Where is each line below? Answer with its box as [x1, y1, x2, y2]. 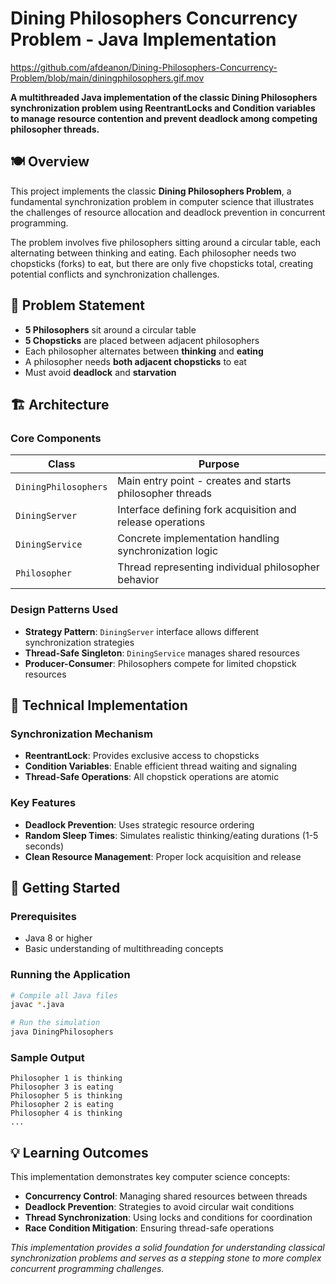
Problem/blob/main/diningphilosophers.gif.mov [10, 72, 205, 84]
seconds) [24, 840, 65, 852]
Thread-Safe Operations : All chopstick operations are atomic [24, 771, 280, 783]
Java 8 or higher [24, 932, 93, 944]
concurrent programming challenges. [10, 1263, 165, 1275]
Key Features [10, 796, 77, 810]
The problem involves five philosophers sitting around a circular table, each [10, 236, 321, 248]
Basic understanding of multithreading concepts [24, 943, 224, 955]
